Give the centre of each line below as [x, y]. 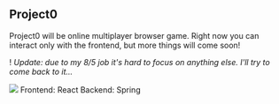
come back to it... [41, 71]
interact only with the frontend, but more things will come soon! [125, 45]
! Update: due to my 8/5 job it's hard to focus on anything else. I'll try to [139, 62]
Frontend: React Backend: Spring [80, 89]
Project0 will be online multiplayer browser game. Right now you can [134, 35]
